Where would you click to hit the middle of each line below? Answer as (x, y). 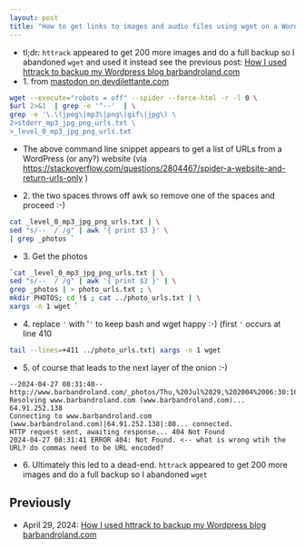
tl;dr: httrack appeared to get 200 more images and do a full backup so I (158, 52)
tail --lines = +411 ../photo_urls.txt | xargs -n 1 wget (115, 350)
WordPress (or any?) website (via (84, 158)
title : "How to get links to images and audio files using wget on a (144, 26)
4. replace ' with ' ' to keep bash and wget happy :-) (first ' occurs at (152, 324)
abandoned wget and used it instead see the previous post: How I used (155, 62)
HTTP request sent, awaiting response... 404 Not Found (117, 432)
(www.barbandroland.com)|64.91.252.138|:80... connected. (121, 423)
